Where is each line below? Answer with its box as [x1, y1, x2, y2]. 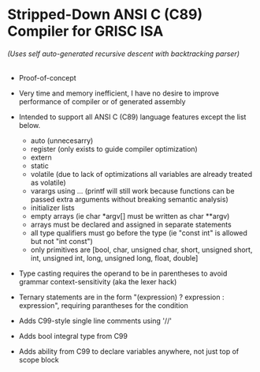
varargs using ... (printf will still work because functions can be [30, 186, 235, 196]
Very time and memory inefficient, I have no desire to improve [18, 88, 220, 98]
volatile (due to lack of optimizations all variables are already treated [30, 170, 253, 179]
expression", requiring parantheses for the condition [18, 301, 188, 310]
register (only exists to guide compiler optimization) [30, 145, 198, 154]
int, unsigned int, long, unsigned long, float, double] [30, 254, 199, 263]
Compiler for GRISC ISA [7, 22, 164, 40]
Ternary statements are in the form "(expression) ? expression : [18, 292, 225, 302]
